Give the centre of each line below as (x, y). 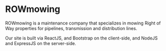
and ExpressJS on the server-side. (41, 43)
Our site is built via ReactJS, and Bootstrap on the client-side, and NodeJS (82, 38)
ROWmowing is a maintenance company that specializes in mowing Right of (83, 23)
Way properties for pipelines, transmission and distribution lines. (71, 28)
